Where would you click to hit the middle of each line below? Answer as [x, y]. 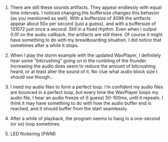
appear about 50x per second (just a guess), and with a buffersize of [83, 23]
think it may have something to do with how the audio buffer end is [81, 103]
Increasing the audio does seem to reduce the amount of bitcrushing [83, 66]
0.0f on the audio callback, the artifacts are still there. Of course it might [86, 34]
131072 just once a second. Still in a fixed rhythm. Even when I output [83, 29]
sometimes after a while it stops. [44, 45]
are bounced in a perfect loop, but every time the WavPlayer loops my [84, 92]
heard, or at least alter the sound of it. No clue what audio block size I [84, 72]
